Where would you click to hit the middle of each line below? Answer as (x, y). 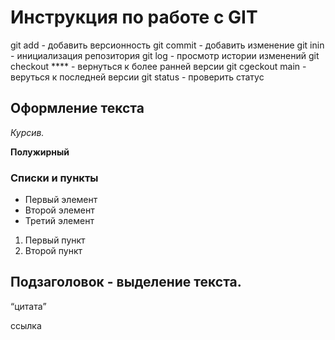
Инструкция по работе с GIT (134, 17)
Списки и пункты (54, 178)
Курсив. (27, 132)
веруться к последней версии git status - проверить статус (137, 77)
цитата (28, 306)
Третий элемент (59, 221)
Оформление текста (77, 108)
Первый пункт (55, 240)
